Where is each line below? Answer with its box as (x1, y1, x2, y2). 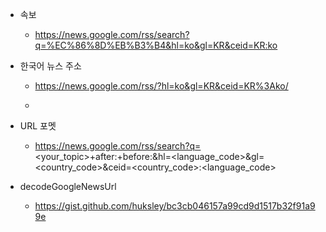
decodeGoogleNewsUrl (19, 181, 117, 192)
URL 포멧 (19, 120, 57, 132)
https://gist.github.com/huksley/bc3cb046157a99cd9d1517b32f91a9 (34, 200, 316, 212)
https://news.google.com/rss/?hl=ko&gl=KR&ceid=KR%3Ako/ (34, 80, 289, 92)
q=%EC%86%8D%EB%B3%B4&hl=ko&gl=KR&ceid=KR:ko (34, 39, 278, 51)
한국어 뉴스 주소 (19, 60, 82, 72)
